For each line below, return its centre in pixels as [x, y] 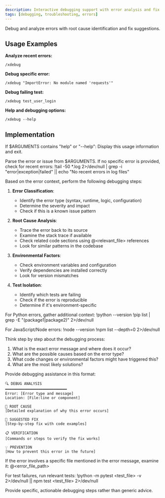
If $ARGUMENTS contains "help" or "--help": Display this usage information [82, 147]
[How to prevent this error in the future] [50, 452]
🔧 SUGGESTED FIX [22, 420]
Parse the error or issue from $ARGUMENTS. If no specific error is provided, [82, 162]
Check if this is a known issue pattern [58, 211]
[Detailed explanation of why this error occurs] [57, 411]
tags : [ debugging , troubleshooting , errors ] [51, 14]
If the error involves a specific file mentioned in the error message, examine [82, 461]
